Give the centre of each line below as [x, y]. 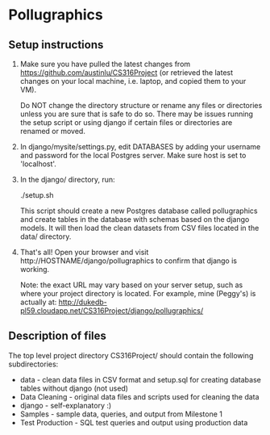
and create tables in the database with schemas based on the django [135, 219]
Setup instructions [56, 45]
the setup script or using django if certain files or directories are [126, 122]
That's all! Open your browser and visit [84, 252]
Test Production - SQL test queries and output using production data [134, 422]
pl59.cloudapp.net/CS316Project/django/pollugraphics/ [112, 311]
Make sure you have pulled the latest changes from [105, 64]
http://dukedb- [83, 302]
